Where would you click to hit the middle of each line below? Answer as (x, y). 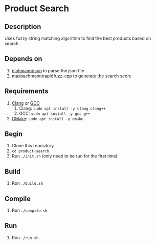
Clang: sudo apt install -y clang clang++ (62, 108)
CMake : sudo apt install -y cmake (47, 118)
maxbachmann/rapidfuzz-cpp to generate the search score (71, 76)
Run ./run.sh (25, 237)
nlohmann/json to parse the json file (48, 70)
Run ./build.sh (27, 183)
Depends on (23, 59)
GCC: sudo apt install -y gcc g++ (55, 113)
